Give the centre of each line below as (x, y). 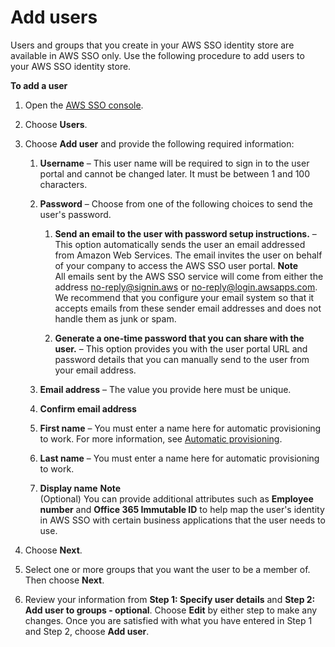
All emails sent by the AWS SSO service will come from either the (189, 276)
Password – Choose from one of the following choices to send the (176, 203)
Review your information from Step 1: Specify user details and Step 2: (170, 599)
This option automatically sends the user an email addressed (180, 244)
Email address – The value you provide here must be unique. (165, 389)
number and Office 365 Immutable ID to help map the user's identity (182, 509)
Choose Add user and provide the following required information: (159, 143)
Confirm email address (88, 408)
